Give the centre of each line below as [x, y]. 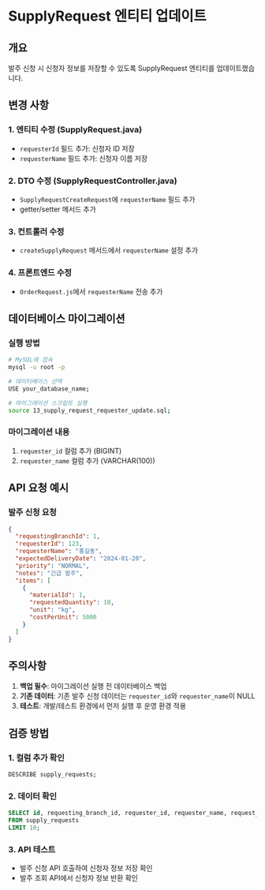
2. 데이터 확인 [33, 796]
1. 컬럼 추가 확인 [36, 757]
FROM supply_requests [44, 821]
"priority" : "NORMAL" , [52, 566]
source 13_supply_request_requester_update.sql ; [90, 410]
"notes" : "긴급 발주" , [49, 573]
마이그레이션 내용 [39, 432]
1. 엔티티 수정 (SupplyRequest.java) [75, 129]
